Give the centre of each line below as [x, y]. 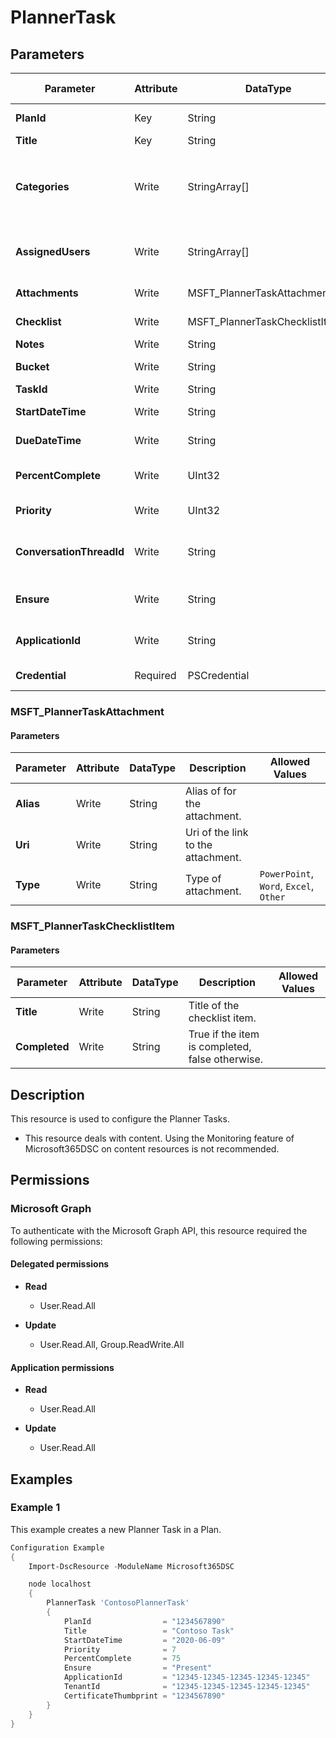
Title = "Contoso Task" [149, 1631]
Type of [203, 879]
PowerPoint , [286, 874]
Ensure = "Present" [138, 1668]
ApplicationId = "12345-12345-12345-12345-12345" [187, 1677]
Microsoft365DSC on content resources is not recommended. [152, 1149]
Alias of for [211, 791]
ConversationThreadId [70, 551]
